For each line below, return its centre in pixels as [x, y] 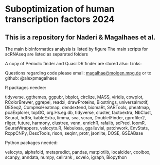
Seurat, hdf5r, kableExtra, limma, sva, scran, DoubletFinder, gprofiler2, [76, 118]
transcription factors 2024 [60, 19]
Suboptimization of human [60, 9]
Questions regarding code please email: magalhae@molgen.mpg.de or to [78, 73]
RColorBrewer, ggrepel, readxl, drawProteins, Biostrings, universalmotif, [77, 102]
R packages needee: [26, 88]
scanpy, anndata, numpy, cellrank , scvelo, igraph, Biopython [66, 157]
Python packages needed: [31, 143]
